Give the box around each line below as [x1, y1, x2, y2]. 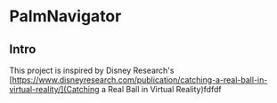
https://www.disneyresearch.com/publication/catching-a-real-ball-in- [12, 75, 268, 85]
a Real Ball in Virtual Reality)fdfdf [101, 84, 222, 94]
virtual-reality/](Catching [9, 84, 100, 94]
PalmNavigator [9, 6, 122, 27]
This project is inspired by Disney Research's [9, 65, 175, 75]
